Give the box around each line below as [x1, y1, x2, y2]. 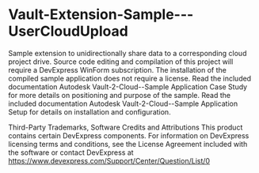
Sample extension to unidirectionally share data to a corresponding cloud [8, 48, 247, 58]
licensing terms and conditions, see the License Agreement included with [8, 139, 248, 149]
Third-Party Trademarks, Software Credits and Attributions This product [8, 122, 243, 132]
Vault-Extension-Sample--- [8, 6, 194, 24]
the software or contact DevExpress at [8, 148, 134, 157]
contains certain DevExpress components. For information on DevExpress [8, 130, 249, 140]
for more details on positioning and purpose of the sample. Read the [8, 90, 231, 100]
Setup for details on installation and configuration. [8, 107, 172, 116]
